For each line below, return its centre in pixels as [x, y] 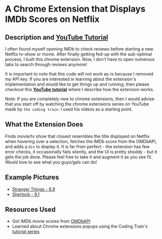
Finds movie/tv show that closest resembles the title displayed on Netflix [77, 136]
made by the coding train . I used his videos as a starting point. [69, 109]
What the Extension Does [44, 124]
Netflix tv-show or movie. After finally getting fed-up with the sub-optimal [78, 54]
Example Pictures [32, 177]
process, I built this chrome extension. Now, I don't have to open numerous [80, 59]
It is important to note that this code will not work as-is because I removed [79, 74]
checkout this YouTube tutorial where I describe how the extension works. [80, 89]
